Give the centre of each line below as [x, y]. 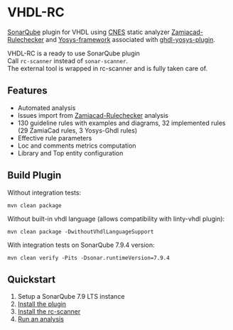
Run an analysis [40, 319]
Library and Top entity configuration [70, 153]
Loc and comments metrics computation [77, 145]
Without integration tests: [44, 192]
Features [27, 90]
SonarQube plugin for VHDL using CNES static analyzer [89, 32]
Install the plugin [42, 304]
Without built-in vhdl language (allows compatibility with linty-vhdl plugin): [116, 219]
